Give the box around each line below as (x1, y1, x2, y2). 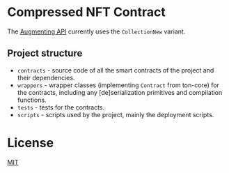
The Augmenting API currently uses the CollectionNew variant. (7, 27, 186, 36)
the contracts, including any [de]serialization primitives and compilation (17, 88, 223, 96)
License (7, 135, 54, 151)
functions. (17, 96, 47, 104)
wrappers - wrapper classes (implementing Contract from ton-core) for (17, 81, 219, 89)
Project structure (7, 47, 83, 59)
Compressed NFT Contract (7, 4, 166, 20)
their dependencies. (17, 73, 75, 82)
